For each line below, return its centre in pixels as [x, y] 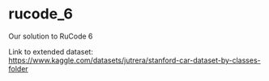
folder [18, 68]
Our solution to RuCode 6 [51, 36]
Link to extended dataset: [51, 51]
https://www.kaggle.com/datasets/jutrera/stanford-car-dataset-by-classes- [134, 60]
